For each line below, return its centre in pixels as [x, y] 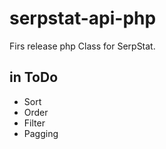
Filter [34, 123]
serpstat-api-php [83, 18]
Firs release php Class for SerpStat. [82, 46]
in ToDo [34, 77]
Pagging [41, 133]
